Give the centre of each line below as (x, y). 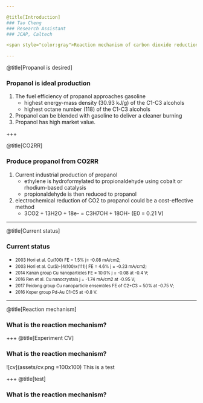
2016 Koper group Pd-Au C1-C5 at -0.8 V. (56, 292)
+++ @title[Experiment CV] (40, 338)
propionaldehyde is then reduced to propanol (80, 194)
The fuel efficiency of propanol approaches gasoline (80, 96)
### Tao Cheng (24, 23)
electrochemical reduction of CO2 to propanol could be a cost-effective (104, 200)
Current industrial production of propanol (66, 175)
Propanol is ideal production (48, 84)
